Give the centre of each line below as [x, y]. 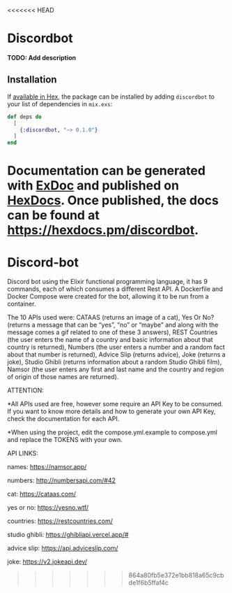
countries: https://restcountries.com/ [60, 521]
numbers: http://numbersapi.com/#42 [62, 480]
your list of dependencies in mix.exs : [60, 103]
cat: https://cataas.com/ [42, 494]
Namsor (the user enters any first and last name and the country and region [116, 369]
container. [22, 304]
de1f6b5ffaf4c [149, 583]
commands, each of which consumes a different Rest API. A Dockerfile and [115, 289]
